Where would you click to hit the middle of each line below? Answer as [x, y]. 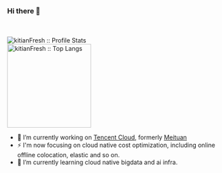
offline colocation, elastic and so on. [68, 155]
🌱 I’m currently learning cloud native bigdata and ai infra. [97, 162]
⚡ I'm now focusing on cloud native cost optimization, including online [116, 145]
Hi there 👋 [24, 11]
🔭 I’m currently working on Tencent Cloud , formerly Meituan [102, 137]
